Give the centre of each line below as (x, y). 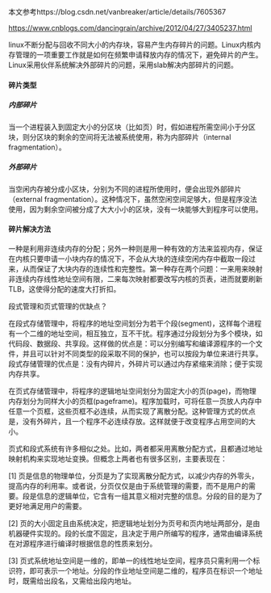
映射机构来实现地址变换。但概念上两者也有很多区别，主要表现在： (118, 458)
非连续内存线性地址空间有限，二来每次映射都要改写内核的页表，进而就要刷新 (135, 279)
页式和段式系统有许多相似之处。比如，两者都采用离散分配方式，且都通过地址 (135, 448)
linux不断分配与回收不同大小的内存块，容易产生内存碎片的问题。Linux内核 (131, 44)
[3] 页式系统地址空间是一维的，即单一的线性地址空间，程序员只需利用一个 (131, 561)
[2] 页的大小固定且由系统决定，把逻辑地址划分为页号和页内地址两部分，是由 (134, 523)
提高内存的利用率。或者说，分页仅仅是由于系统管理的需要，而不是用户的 (128, 486)
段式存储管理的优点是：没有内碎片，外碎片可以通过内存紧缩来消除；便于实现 (135, 364)
